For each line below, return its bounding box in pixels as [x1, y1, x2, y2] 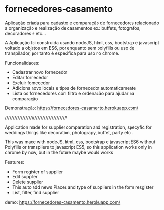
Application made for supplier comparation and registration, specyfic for [5, 124, 152, 130]
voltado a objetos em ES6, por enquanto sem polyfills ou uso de [5, 45, 135, 51]
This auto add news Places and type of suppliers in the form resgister [12, 184, 154, 190]
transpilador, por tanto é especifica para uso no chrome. [5, 50, 120, 56]
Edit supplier [12, 174, 38, 179]
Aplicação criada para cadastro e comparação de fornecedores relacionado [5, 20, 159, 26]
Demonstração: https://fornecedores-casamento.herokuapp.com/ [5, 105, 139, 111]
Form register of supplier [12, 169, 63, 175]
